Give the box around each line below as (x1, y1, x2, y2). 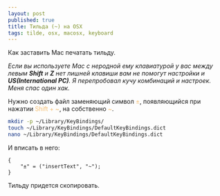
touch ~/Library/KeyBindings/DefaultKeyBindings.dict (8, 125, 167, 132)
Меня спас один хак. (8, 84, 70, 92)
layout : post (8, 10, 46, 17)
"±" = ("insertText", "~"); (20, 163, 101, 170)
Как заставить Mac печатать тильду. (8, 48, 116, 57)
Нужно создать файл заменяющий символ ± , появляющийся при (8, 98, 201, 106)
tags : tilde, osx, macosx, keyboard (8, 29, 113, 37)
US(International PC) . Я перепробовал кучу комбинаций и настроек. (8, 77, 212, 85)
